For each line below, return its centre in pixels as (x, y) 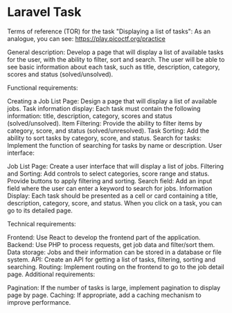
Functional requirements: (43, 87)
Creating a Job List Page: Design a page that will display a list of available (112, 101)
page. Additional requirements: (51, 274)
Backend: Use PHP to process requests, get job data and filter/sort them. (111, 244)
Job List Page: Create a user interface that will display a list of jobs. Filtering (115, 166)
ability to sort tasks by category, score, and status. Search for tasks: (105, 138)
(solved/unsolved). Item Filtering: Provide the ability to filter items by (105, 123)
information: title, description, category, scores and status (90, 116)
